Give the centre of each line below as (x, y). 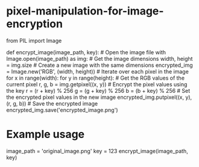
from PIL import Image (34, 40)
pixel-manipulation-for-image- (85, 11)
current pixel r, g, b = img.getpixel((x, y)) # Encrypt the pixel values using (97, 84)
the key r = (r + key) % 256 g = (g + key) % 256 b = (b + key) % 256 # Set (98, 90)
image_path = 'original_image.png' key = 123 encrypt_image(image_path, (97, 151)
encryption (35, 24)
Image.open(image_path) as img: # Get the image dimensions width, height (99, 58)
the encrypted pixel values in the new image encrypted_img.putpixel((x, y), (99, 97)
